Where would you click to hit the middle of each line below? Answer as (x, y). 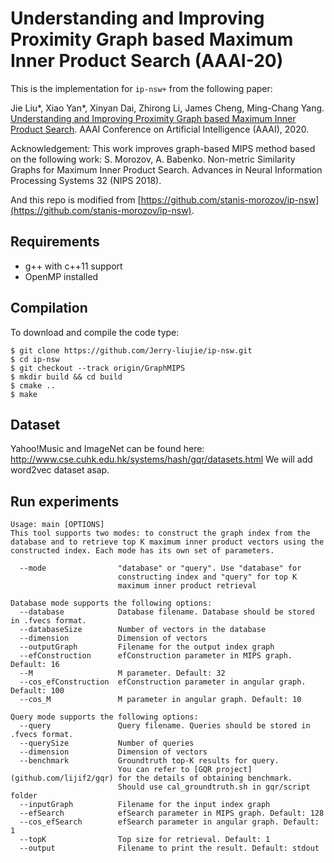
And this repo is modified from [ (76, 199)
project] (234, 770)
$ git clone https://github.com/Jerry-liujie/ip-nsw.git (131, 350)
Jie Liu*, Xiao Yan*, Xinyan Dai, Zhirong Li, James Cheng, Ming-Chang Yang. (167, 108)
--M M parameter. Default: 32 (122, 673)
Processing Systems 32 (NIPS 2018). (86, 180)
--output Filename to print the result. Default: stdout (169, 848)
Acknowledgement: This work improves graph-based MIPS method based (163, 148)
